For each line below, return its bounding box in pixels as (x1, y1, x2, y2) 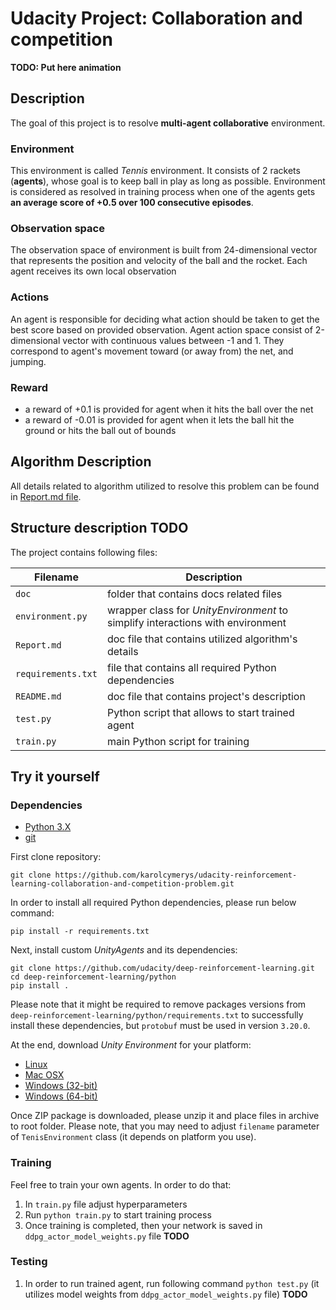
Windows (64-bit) (24, 1090, 98, 1102)
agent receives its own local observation (10, 265, 177, 277)
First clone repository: (10, 851, 102, 863)
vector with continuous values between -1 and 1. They (62, 334, 285, 346)
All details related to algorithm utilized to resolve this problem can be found (10, 480, 320, 492)
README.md (15, 690, 62, 702)
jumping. (10, 355, 47, 367)
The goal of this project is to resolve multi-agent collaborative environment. (10, 117, 326, 129)
